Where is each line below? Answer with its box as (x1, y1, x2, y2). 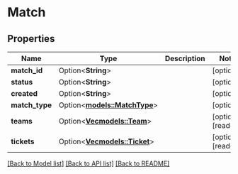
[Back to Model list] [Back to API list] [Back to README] (7, 159, 170, 168)
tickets (11, 136, 35, 146)
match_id (11, 65, 43, 75)
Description (164, 54, 205, 63)
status (11, 77, 33, 87)
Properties (7, 33, 55, 45)
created (11, 89, 38, 98)
